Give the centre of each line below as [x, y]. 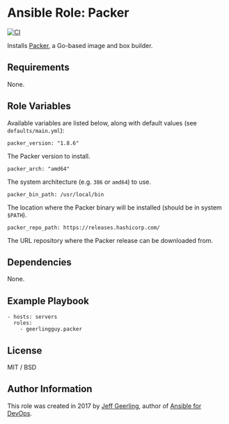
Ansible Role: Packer [68, 13]
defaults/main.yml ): [36, 130]
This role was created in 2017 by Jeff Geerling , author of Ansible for [104, 406]
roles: [23, 323]
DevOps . [20, 413]
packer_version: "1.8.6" [43, 143]
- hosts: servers [32, 317]
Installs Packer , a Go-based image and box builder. [80, 45]
